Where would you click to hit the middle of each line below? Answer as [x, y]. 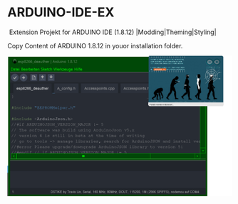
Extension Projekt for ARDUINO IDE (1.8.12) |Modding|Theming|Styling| [113, 32]
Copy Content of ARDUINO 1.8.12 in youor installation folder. [95, 45]
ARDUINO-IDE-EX [61, 12]
